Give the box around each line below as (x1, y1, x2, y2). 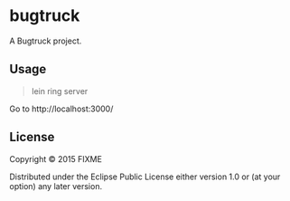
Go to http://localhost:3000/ (9, 103, 114, 114)
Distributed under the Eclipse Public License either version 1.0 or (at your (9, 171, 281, 182)
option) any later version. (9, 180, 102, 191)
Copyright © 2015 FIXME (9, 153, 102, 164)
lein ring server (31, 85, 89, 96)
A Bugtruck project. (9, 35, 82, 46)
